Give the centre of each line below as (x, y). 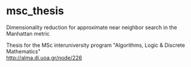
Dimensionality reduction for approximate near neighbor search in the (92, 27)
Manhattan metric (28, 33)
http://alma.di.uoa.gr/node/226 (44, 58)
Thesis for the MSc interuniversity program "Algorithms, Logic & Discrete (95, 45)
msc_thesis (35, 11)
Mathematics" (23, 51)
